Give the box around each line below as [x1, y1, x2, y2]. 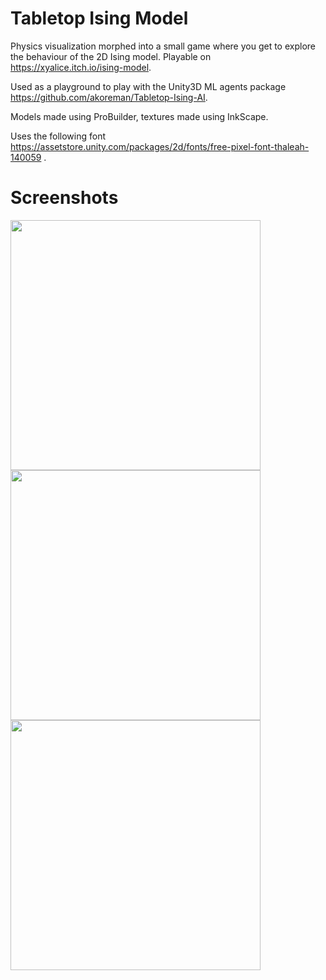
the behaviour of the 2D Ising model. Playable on [10, 50, 212, 62]
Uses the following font [10, 130, 107, 142]
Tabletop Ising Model [10, 7, 189, 30]
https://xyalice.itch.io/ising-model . [10, 61, 152, 73]
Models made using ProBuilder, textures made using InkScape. [10, 110, 269, 122]
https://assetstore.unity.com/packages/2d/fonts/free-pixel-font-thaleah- [10, 140, 310, 152]
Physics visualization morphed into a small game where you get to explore [10, 40, 317, 52]
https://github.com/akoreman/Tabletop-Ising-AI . [10, 91, 208, 103]
